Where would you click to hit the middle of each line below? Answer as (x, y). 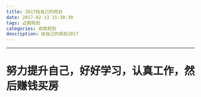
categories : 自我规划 (31, 28)
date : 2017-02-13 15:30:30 (40, 17)
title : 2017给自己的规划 (34, 12)
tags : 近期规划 (23, 23)
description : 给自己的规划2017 (42, 34)
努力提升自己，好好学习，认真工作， (95, 71)
